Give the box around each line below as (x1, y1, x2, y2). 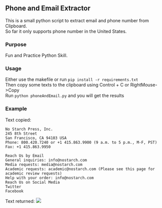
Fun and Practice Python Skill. (5, 53, 68, 59)
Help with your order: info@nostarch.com (5, 175, 94, 180)
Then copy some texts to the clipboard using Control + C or (5, 82, 130, 88)
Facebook (5, 188, 24, 194)
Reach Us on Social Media (5, 180, 60, 185)
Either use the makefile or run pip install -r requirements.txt (5, 76, 138, 82)
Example (5, 105, 27, 112)
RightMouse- (130, 82, 158, 88)
